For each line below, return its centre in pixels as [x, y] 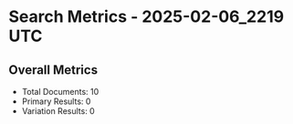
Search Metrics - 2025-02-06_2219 [146, 17]
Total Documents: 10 [60, 92]
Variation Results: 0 [58, 111]
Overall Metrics [53, 70]
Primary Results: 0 [56, 101]
